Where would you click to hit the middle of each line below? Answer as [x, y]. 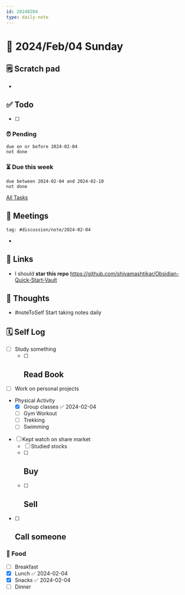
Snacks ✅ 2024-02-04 [42, 580]
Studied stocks [49, 447]
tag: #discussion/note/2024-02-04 [49, 229]
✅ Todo [20, 104]
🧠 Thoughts [28, 298]
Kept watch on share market [56, 439]
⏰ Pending [22, 134]
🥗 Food [16, 554]
